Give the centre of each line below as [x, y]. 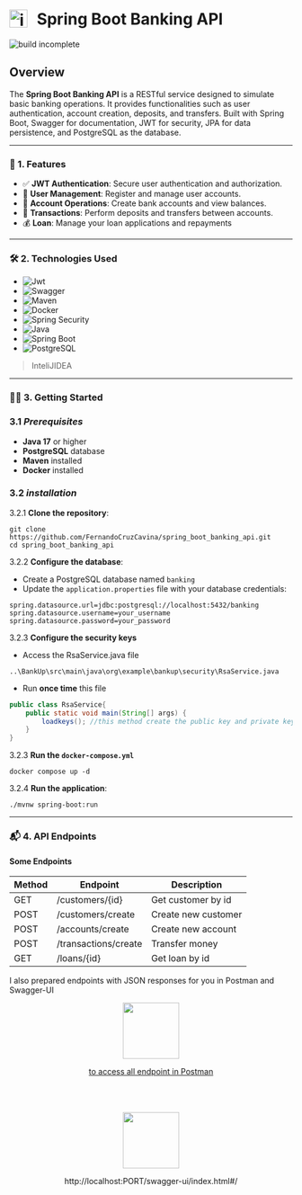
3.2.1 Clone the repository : [59, 513]
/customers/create [96, 914]
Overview [37, 72]
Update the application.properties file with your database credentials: [155, 588]
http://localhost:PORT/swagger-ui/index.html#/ [151, 1182]
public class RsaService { [58, 705]
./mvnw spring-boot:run [54, 805]
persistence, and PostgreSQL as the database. [95, 132]
